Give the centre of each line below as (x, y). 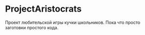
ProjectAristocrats (43, 9)
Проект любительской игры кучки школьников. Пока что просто (73, 22)
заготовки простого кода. (32, 27)
